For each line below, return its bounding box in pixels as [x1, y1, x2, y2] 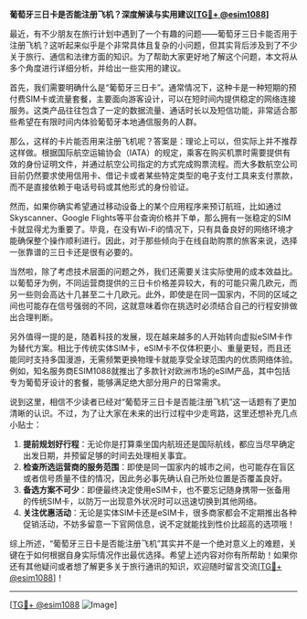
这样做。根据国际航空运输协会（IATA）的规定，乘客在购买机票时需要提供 [9, 147, 283, 158]
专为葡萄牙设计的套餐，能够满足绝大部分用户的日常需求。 [9, 377, 226, 388]
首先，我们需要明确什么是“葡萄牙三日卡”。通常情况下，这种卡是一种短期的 [9, 82, 290, 92]
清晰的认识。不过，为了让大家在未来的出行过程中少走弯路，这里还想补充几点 [9, 408, 298, 419]
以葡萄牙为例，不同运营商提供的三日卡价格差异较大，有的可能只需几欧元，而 [9, 278, 298, 288]
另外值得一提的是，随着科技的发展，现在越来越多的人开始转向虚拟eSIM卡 [9, 331, 285, 342]
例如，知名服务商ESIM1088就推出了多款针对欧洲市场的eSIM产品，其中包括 [9, 366, 291, 376]
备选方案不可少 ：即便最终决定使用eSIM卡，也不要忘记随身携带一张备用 [22, 485, 291, 495]
